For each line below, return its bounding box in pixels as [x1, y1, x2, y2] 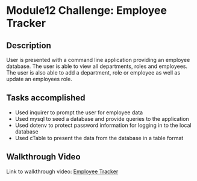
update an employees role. [6, 76, 72, 82]
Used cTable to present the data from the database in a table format [14, 134, 184, 141]
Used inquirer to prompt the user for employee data [14, 109, 143, 116]
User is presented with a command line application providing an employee [6, 57, 190, 63]
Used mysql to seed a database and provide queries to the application [14, 115, 190, 122]
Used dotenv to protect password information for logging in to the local [14, 121, 192, 129]
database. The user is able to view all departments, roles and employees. [6, 63, 188, 70]
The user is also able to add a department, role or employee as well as [6, 69, 181, 76]
